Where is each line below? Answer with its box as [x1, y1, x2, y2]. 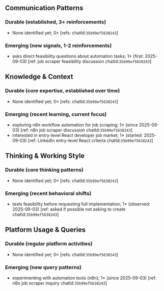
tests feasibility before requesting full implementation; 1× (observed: [12, 201, 151, 207]
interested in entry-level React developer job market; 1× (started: [12, 132, 143, 138]
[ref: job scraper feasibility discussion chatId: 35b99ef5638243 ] [27, 58, 152, 64]
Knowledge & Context [5, 73, 74, 81]
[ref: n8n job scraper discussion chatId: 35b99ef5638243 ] [20, 127, 133, 133]
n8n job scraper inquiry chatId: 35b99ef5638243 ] [12, 280, 107, 286]
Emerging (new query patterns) [5, 264, 82, 270]
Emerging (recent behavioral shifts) [5, 190, 92, 197]
